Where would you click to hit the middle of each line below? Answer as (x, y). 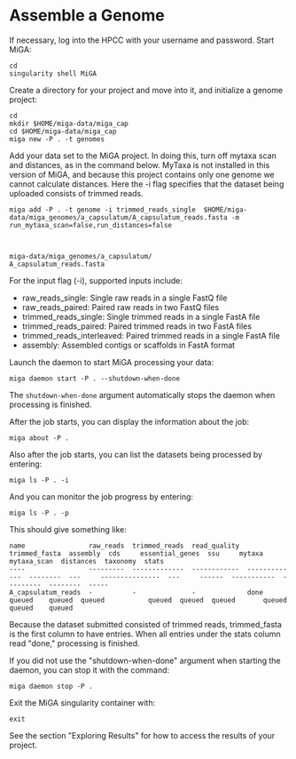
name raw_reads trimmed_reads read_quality (125, 546)
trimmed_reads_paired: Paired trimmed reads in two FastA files (137, 326)
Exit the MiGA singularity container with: (82, 702)
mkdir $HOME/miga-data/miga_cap (69, 124)
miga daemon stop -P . (51, 686)
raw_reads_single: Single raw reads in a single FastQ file (125, 298)
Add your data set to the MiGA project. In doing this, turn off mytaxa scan (143, 156)
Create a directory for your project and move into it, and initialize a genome (146, 90)
